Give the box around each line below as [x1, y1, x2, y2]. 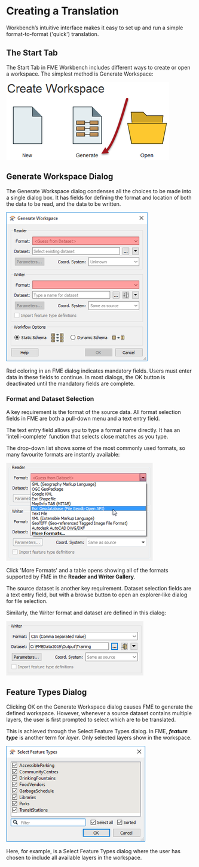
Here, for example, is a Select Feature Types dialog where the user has [6, 847, 181, 854]
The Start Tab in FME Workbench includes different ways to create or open [6, 64, 191, 71]
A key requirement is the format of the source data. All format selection [6, 408, 181, 415]
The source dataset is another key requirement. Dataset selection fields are [6, 584, 192, 592]
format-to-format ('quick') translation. [6, 30, 99, 37]
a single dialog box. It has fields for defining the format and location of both [6, 194, 192, 201]
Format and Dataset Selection [6, 395, 94, 403]
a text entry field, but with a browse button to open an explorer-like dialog [6, 591, 188, 598]
